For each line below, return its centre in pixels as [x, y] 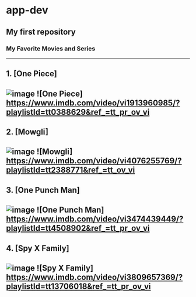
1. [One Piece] [32, 74]
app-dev [27, 10]
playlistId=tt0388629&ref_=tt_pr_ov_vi [78, 112]
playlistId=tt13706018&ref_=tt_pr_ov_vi [78, 286]
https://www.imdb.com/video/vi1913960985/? [93, 103]
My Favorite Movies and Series [51, 49]
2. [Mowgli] [27, 132]
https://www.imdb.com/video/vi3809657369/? [94, 277]
